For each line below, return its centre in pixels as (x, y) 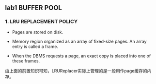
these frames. (26, 61)
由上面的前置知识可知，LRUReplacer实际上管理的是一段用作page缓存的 (76, 71)
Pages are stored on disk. (38, 32)
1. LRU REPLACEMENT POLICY (41, 22)
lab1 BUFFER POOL (33, 8)
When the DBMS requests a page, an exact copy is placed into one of (81, 56)
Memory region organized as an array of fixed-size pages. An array (79, 41)
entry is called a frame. (35, 46)
